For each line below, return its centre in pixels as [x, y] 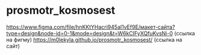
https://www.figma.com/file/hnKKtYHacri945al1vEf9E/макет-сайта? [91, 27]
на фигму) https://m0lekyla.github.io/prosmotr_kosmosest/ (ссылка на [94, 39]
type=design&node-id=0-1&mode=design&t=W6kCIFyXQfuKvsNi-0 [90, 33]
